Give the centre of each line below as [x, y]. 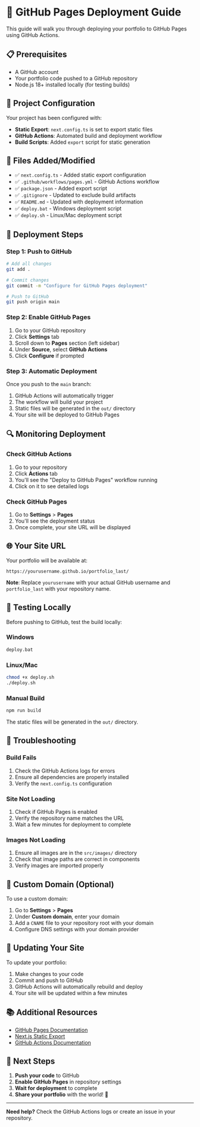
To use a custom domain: [37, 898]
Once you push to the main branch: [49, 384]
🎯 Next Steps [31, 1061]
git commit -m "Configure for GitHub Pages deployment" [77, 286]
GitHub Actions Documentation [53, 1042]
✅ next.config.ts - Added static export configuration [80, 175]
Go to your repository [41, 467]
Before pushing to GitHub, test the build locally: [64, 622]
